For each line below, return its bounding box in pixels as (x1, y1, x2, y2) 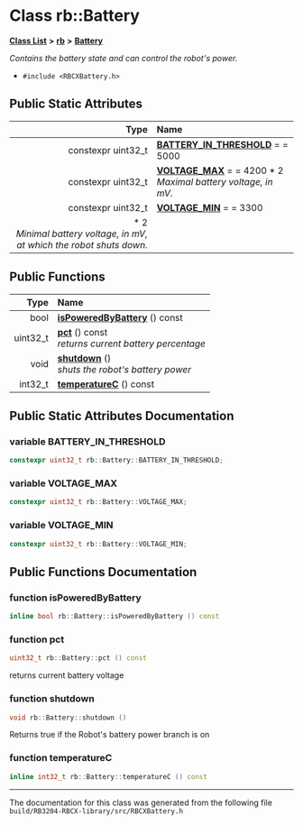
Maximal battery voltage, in (156, 175, 273, 188)
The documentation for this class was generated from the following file (9, 797, 273, 808)
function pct (9, 633, 65, 646)
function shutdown (9, 692, 95, 705)
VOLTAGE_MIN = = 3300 (156, 201, 263, 214)
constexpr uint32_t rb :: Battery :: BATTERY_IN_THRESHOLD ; (9, 456, 224, 465)
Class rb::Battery (9, 5, 140, 26)
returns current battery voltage (9, 670, 124, 681)
